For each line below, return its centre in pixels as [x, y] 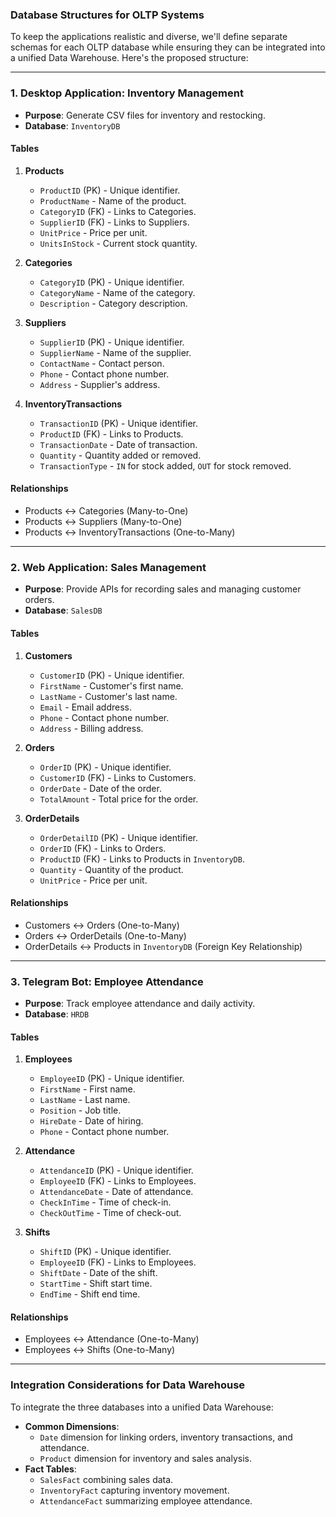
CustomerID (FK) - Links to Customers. [118, 777]
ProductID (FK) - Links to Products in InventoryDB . [142, 859]
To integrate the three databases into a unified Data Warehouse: [142, 1407]
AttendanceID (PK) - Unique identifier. [116, 1170]
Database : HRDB [57, 1014]
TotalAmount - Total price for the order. [119, 799]
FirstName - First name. [87, 1089]
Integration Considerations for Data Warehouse [128, 1385]
